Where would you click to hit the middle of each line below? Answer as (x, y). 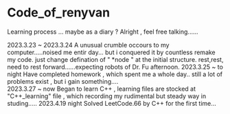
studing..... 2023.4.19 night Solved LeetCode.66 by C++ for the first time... (112, 103)
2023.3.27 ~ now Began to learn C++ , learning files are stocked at (101, 89)
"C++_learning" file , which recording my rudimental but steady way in (107, 96)
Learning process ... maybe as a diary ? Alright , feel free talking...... (103, 32)
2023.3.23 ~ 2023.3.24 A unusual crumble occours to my (88, 45)
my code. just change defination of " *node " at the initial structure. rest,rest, (115, 59)
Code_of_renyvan (59, 13)
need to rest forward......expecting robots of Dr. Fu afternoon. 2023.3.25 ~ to (115, 67)
